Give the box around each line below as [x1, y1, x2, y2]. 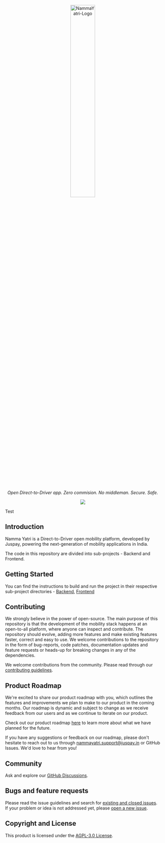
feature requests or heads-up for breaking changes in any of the [5, 647, 136, 653]
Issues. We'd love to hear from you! [5, 745, 77, 751]
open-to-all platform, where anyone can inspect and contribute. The [5, 626, 144, 632]
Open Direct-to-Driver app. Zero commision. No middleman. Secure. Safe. [7, 490, 159, 495]
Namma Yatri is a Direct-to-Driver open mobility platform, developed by [5, 535, 150, 542]
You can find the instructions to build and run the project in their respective [5, 583, 158, 589]
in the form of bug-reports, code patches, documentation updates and [5, 642, 148, 648]
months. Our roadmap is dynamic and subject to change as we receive [5, 705, 149, 711]
